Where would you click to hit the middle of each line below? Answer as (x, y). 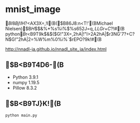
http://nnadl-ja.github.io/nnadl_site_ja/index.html (56, 49)
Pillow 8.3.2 (25, 88)
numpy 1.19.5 (26, 82)
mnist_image (33, 9)
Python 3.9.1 (25, 77)
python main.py (21, 115)
